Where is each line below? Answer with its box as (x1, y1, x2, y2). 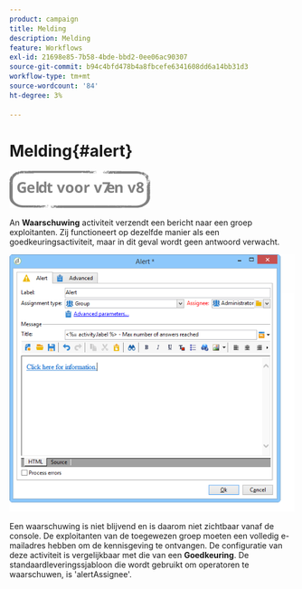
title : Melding (9, 24, 67, 33)
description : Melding (9, 33, 91, 43)
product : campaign (9, 14, 79, 24)
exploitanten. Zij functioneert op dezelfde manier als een (9, 227, 220, 238)
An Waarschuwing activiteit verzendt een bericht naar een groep (9, 217, 253, 228)
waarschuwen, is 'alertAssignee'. (9, 568, 133, 579)
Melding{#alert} (9, 140, 133, 161)
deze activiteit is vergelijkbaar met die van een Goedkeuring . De (9, 549, 250, 560)
